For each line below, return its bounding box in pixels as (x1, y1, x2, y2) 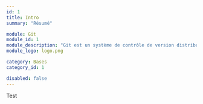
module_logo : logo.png (6, 48, 63, 54)
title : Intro (6, 15, 39, 21)
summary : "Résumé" (6, 20, 53, 26)
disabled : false (6, 75, 47, 82)
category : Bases (6, 59, 47, 65)
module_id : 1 (6, 37, 39, 43)
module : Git (6, 31, 36, 37)
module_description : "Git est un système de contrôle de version (6, 42, 174, 48)
